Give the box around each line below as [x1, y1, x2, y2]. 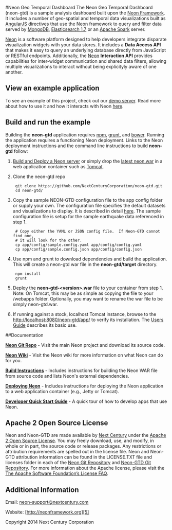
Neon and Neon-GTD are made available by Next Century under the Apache [5, 432, 166, 438]
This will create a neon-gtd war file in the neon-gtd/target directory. [12, 261, 158, 267]
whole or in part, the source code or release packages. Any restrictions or [5, 443, 162, 449]
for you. [5, 357, 22, 363]
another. [5, 69, 23, 75]
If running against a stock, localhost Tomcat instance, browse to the [12, 311, 157, 317]
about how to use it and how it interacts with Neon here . [5, 103, 124, 109]
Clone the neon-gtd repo [12, 173, 66, 180]
